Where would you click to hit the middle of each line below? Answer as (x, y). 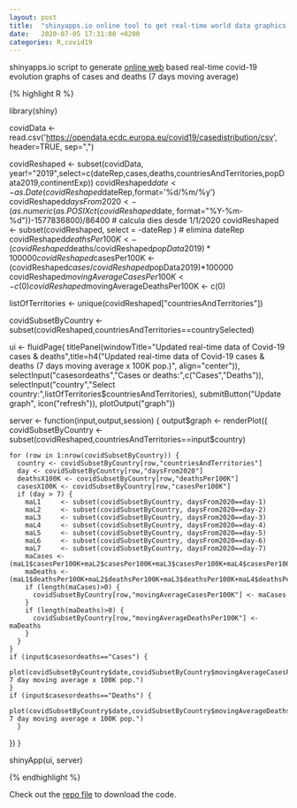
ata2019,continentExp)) (52, 183)
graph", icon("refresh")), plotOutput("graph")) (92, 404)
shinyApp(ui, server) (46, 760)
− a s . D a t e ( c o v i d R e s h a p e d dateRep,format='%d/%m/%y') (112, 192)
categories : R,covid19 (51, 42)
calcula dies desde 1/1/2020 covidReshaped (199, 220)
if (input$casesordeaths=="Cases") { (79, 657)
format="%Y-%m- (209, 211)
